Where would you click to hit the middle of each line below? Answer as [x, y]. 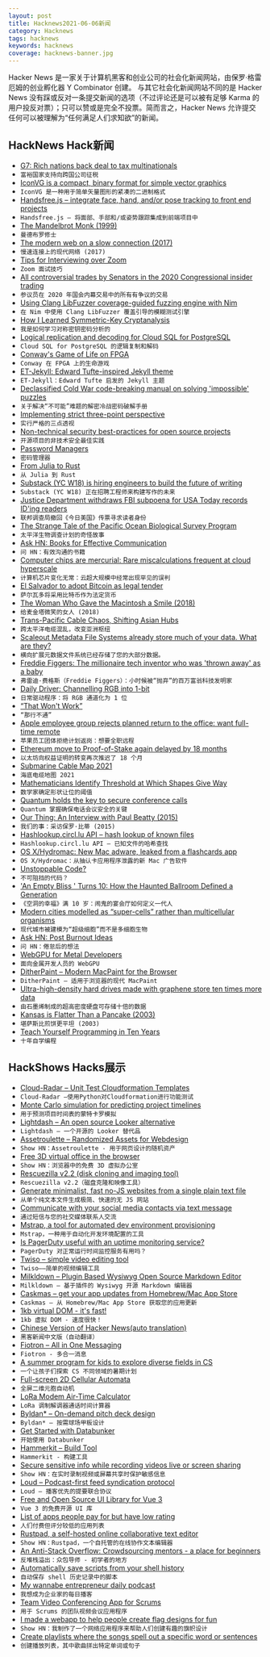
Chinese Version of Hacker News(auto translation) [103, 1328]
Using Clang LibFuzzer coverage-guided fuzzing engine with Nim [129, 303]
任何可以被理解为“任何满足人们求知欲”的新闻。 [86, 117]
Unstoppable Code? [53, 868]
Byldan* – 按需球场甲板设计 [62, 1423]
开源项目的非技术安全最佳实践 [62, 441]
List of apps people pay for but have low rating [98, 1516]
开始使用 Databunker [52, 1440]
